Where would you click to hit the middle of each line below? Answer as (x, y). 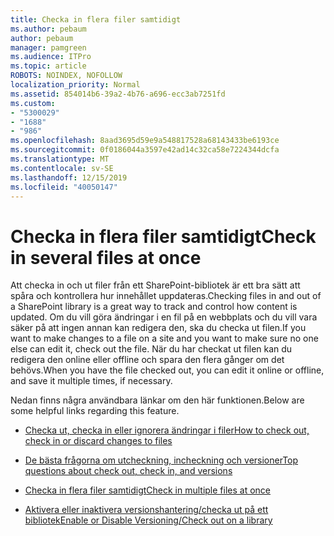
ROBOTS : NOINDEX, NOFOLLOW (66, 76)
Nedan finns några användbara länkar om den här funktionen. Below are (157, 400)
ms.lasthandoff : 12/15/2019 (69, 177)
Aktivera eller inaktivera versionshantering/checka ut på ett (146, 510)
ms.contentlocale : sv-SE (62, 168)
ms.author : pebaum (48, 29)
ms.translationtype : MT (60, 159)
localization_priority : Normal (75, 85)
